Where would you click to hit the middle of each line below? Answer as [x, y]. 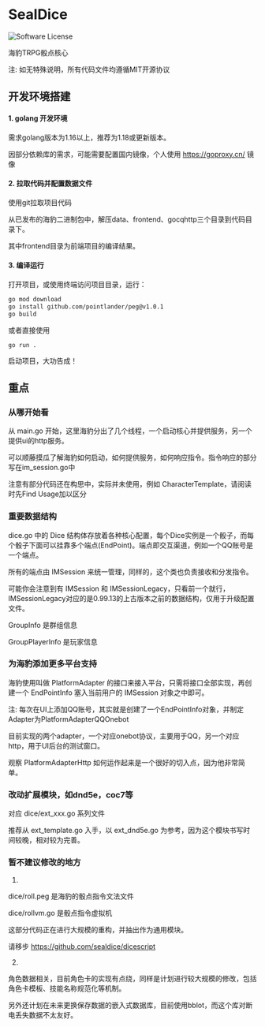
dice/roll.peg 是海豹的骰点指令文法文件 [71, 896]
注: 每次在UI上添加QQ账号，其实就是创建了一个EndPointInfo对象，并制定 [126, 709]
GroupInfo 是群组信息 [43, 625]
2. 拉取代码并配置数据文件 [50, 184]
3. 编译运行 [26, 265]
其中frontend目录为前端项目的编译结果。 [74, 245]
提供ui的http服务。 [38, 441]
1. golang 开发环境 [38, 118]
